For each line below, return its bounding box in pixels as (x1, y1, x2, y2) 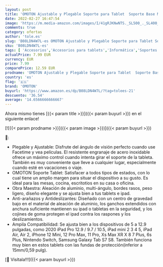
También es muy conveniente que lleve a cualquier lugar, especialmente (12, 160, 156, 166)
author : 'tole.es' (5, 34, 42, 39)
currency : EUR (5, 57, 34, 62)
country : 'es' (5, 75, 34, 80)
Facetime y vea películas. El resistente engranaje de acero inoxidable (12, 149, 150, 155)
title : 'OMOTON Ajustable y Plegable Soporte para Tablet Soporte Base (5, 12, 155, 17)
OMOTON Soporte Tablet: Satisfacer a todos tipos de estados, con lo (12, 170, 150, 176)
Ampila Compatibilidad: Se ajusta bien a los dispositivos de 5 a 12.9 (12, 221, 147, 227)
